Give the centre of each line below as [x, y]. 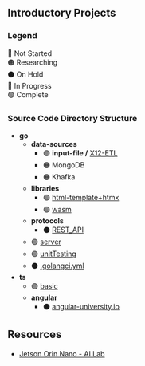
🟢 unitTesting [53, 254]
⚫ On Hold [25, 74]
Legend [22, 36]
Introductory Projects [62, 13]
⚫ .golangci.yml [57, 266]
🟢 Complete [28, 94]
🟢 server [46, 242]
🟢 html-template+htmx [81, 197]
